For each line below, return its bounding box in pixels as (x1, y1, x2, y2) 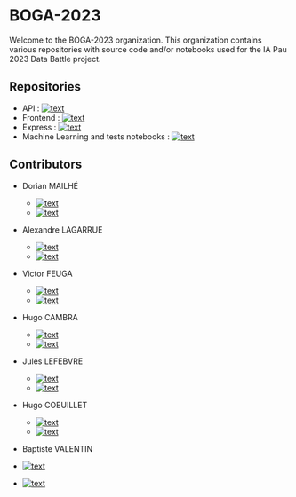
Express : (21, 122, 57, 132)
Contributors (9, 157, 83, 172)
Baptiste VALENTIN (21, 443, 93, 454)
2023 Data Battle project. (9, 53, 101, 64)
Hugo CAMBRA (21, 312, 78, 322)
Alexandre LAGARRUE (21, 224, 103, 235)
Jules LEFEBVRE (21, 356, 84, 367)
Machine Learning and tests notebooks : (21, 130, 171, 142)
